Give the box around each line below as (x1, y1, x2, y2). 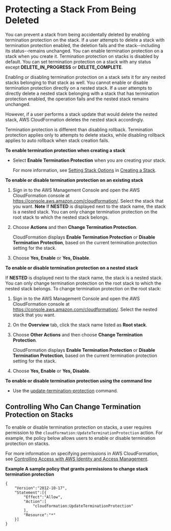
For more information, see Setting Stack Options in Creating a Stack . (12, 167, 157, 173)
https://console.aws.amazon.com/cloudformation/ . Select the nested (12, 306, 157, 312)
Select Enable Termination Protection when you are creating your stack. (12, 157, 166, 163)
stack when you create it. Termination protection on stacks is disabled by (5, 53, 159, 59)
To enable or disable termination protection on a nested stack (5, 265, 138, 271)
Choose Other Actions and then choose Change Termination (12, 331, 143, 337)
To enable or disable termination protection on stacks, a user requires (5, 424, 152, 430)
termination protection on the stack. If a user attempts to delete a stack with (5, 37, 165, 43)
